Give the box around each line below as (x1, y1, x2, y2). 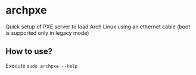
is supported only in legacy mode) (5, 29, 89, 36)
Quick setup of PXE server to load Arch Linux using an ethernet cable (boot (5, 23, 191, 30)
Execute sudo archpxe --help (5, 62, 78, 69)
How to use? (5, 47, 53, 57)
